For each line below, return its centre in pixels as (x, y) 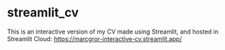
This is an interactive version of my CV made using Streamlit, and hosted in (113, 32)
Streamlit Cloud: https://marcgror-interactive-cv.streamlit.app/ (95, 38)
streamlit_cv (43, 13)
